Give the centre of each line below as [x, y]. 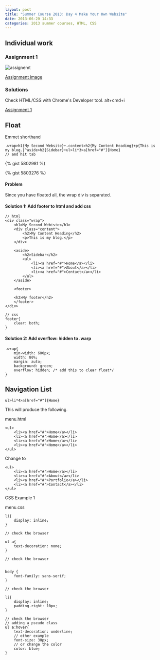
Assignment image [24, 77]
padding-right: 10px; [36, 606]
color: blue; [27, 649]
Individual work [29, 43]
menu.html [16, 419]
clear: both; [27, 323]
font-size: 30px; [31, 640]
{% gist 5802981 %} [25, 164]
